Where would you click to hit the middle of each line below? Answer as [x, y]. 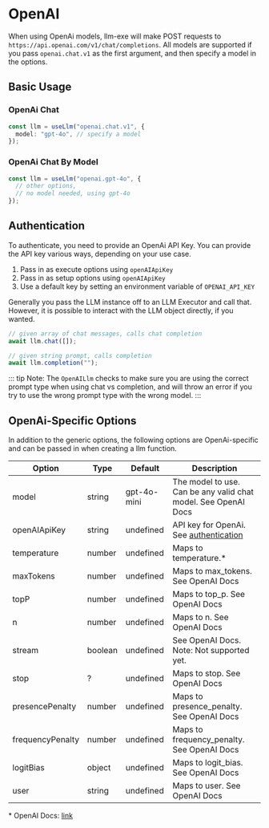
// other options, [46, 186]
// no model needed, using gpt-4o [73, 193]
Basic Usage [40, 87]
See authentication [208, 535]
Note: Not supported [211, 651]
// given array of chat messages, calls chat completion [105, 334]
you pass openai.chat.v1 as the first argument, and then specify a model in [132, 53]
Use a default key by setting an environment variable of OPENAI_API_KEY [137, 286]
